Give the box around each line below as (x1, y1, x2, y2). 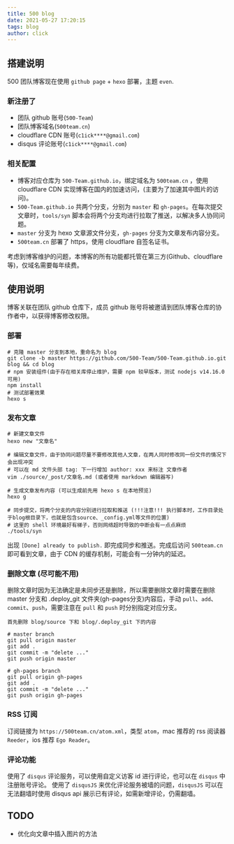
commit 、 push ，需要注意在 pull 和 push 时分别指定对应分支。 (7, 604, 181, 612)
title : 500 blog (7, 10, 54, 17)
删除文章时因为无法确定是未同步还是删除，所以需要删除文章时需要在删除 (7, 586, 215, 595)
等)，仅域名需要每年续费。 (7, 261, 84, 269)
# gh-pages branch (7, 668, 61, 675)
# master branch (7, 631, 54, 638)
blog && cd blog (7, 361, 54, 368)
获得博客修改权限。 (37, 312, 93, 320)
